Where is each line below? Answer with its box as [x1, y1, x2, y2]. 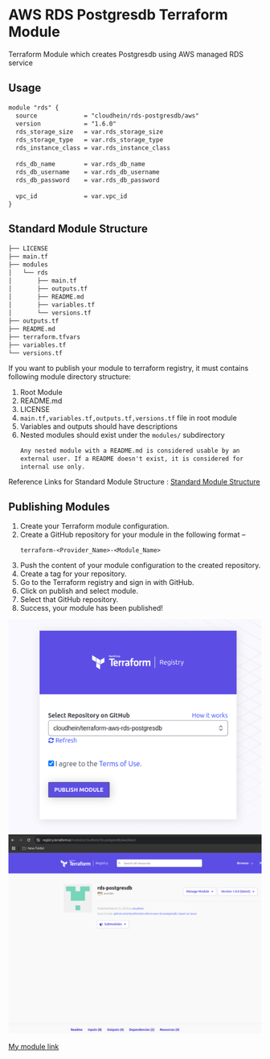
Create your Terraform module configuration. [19, 521, 170, 531]
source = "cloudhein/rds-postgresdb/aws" [15, 111, 199, 120]
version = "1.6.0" [15, 119, 117, 128]
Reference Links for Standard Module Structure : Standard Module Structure [8, 476, 260, 486]
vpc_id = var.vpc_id [15, 192, 128, 200]
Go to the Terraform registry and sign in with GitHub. [19, 578, 194, 587]
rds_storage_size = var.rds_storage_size [15, 127, 163, 136]
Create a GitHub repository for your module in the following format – [19, 529, 246, 540]
